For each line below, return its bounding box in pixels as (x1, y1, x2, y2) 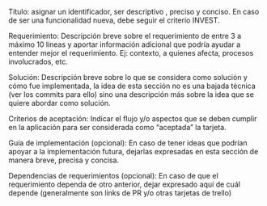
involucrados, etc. (8, 57, 69, 66)
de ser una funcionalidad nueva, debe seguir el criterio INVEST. (8, 15, 220, 25)
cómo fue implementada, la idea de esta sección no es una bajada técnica (8, 81, 256, 90)
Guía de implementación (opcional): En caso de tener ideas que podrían (8, 138, 248, 148)
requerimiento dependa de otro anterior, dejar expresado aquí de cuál (8, 179, 241, 189)
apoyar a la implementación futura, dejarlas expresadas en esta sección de (8, 147, 259, 156)
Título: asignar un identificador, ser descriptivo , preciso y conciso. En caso (8, 7, 260, 16)
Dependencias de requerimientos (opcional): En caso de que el (8, 171, 218, 180)
